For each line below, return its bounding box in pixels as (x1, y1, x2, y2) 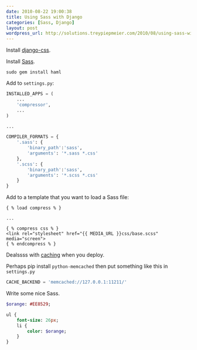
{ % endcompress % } (6, 241, 57, 247)
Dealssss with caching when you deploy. (6, 251, 104, 258)
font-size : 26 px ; (16, 317, 59, 323)
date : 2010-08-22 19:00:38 (6, 8, 72, 15)
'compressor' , (16, 102, 51, 107)
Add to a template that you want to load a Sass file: (6, 194, 129, 201)
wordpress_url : (6, 31, 43, 36)
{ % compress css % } (6, 226, 59, 232)
